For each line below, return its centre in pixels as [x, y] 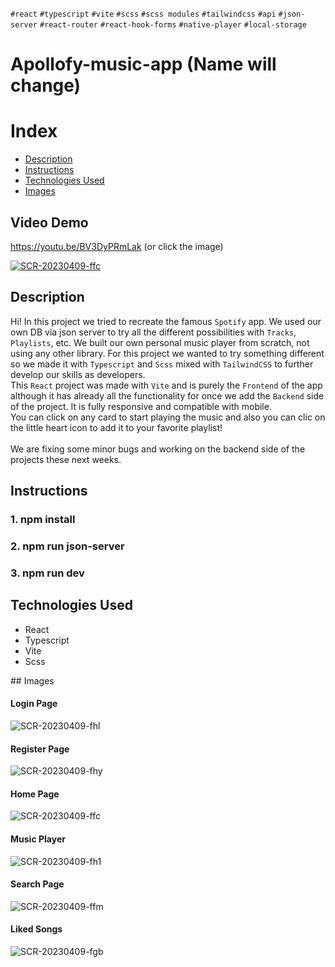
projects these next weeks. [66, 459]
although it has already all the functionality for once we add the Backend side [167, 395]
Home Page [35, 794]
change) [46, 85]
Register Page [40, 749]
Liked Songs [36, 929]
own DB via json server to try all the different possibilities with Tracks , [153, 332]
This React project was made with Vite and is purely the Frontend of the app [166, 385]
